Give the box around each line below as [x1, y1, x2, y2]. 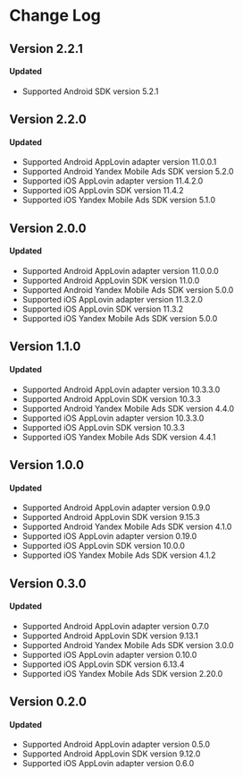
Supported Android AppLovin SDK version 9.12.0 [21, 748, 201, 759]
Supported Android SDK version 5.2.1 [21, 86, 159, 97]
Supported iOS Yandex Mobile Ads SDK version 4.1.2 [21, 550, 216, 560]
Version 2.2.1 [9, 41, 83, 56]
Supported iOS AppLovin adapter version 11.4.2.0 [21, 175, 204, 186]
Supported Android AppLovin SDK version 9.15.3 [21, 512, 201, 523]
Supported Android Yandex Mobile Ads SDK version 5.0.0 [21, 284, 234, 295]
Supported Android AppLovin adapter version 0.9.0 [21, 502, 211, 513]
